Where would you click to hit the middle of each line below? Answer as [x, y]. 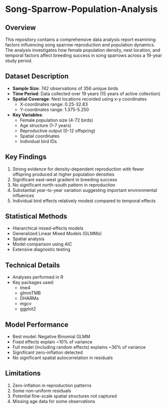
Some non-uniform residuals [42, 391]
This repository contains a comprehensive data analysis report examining [81, 39]
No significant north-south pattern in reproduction [64, 185]
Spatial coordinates [40, 136]
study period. [19, 61]
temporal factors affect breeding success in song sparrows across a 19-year [83, 55]
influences [23, 195]
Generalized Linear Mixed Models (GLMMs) [57, 234]
